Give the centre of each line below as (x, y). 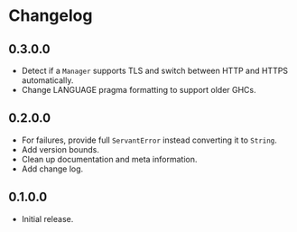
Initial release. (47, 218)
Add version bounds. (60, 149)
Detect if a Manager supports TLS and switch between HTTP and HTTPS (155, 70)
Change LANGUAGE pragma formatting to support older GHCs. (139, 90)
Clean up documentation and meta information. (109, 159)
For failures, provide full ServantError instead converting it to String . (149, 140)
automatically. (47, 80)
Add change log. (52, 169)
